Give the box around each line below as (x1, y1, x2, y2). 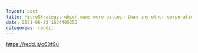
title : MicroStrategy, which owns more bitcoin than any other (6, 14, 165, 20)
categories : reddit (6, 24, 54, 31)
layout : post (6, 8, 38, 15)
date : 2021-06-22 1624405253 (6, 19, 78, 25)
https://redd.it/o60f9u (6, 41, 59, 48)
